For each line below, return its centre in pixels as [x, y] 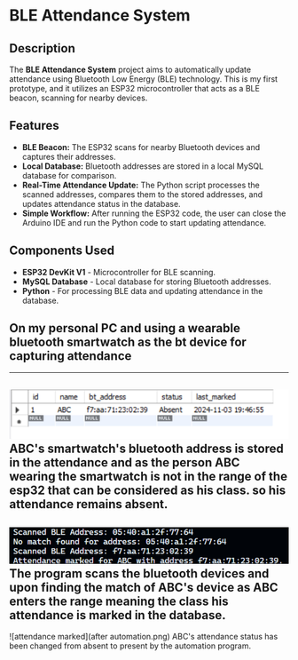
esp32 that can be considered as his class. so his [148, 490]
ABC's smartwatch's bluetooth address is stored [146, 448]
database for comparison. [69, 175]
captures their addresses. [69, 156]
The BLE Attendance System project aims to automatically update [130, 69]
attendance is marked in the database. [118, 615]
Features [34, 126]
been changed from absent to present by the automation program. [130, 646]
